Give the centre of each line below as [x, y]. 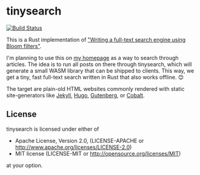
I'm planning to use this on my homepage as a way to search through [92, 58]
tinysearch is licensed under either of [53, 129]
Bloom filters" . [24, 46]
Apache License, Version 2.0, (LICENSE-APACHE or [79, 140]
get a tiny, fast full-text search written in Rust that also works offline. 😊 [95, 77]
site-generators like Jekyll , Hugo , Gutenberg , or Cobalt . [75, 95]
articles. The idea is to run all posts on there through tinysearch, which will [99, 64]
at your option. [25, 165]
